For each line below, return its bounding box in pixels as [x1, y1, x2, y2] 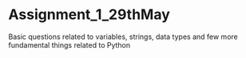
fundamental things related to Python [8, 40, 131, 49]
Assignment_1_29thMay [8, 6, 170, 24]
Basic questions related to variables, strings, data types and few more [8, 32, 238, 41]
